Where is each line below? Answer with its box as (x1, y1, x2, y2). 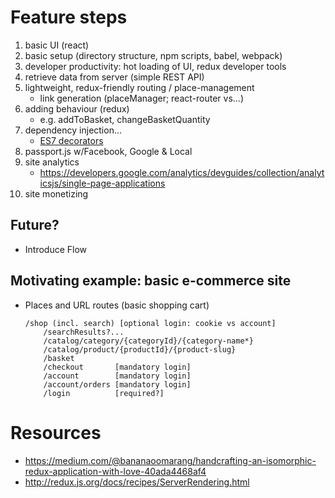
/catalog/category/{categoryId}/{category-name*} (43, 336, 254, 346)
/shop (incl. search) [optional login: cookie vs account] (24, 318, 277, 328)
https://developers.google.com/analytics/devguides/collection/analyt (39, 166, 325, 178)
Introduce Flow (24, 243, 88, 255)
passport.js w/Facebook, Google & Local (24, 145, 193, 157)
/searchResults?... (43, 327, 125, 337)
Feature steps (10, 6, 128, 29)
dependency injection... (24, 124, 123, 136)
